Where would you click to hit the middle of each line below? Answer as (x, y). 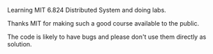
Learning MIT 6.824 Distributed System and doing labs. (87, 10)
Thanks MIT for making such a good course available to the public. (103, 23)
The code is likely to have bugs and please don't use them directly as (107, 37)
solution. (20, 44)
